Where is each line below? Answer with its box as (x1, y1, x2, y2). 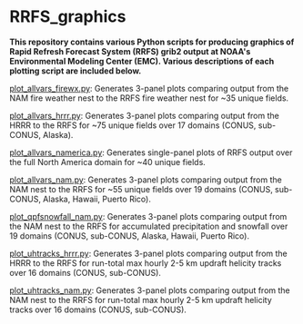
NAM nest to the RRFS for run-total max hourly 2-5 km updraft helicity (9, 294, 273, 305)
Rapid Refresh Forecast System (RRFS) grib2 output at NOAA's (9, 45, 251, 56)
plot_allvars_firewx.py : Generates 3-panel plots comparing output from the (9, 83, 289, 93)
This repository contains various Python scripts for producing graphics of (9, 36, 295, 47)
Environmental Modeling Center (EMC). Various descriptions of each (9, 55, 275, 66)
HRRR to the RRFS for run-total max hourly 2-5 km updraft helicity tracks (9, 257, 282, 269)
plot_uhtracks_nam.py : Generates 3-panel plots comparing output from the (9, 284, 291, 296)
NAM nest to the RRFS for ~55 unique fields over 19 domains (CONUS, (9, 183, 273, 194)
